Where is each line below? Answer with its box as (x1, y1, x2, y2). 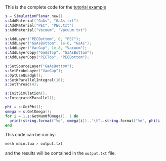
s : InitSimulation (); (5, 91, 48, 96)
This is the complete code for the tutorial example (5, 4, 106, 10)
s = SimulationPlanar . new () (5, 14, 63, 19)
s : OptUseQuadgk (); (5, 73, 43, 78)
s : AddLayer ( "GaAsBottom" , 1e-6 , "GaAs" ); (5, 41, 92, 46)
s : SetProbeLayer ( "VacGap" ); (5, 68, 63, 73)
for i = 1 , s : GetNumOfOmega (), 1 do (5, 114, 79, 119)
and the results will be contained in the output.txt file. (5, 150, 116, 156)
